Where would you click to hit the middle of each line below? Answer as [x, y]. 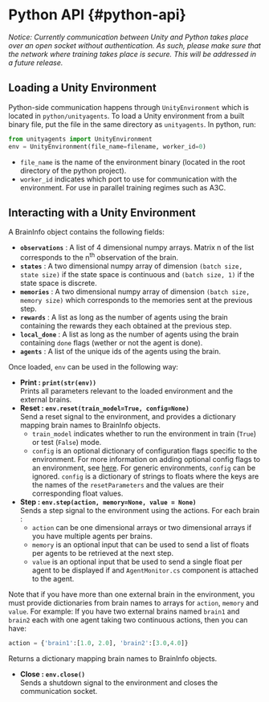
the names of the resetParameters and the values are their [128, 484]
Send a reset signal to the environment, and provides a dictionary [128, 416]
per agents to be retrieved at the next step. [103, 553]
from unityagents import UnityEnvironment [80, 139]
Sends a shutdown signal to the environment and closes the [119, 682]
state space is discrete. [59, 283]
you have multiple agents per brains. [92, 536]
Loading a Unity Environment [82, 88]
